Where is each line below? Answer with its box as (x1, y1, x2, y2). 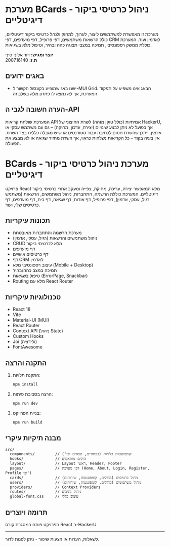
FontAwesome (12, 344, 43, 350)
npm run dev (12, 401, 38, 406)
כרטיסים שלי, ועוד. (5, 202, 40, 208)
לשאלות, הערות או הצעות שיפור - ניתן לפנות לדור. (5, 536, 100, 542)
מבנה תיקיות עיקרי (5, 434, 62, 442)
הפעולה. (5, 140, 21, 146)
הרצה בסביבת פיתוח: (12, 391, 53, 397)
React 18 (12, 306, 31, 312)
